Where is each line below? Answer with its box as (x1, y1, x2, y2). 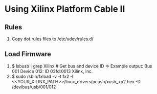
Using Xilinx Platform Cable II (4, 3, 125, 15)
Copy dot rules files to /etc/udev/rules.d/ (11, 36, 94, 42)
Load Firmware (4, 50, 51, 58)
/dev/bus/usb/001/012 (11, 84, 56, 90)
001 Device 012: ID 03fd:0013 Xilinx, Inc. (11, 68, 93, 74)
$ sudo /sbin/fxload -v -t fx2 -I (11, 73, 74, 79)
